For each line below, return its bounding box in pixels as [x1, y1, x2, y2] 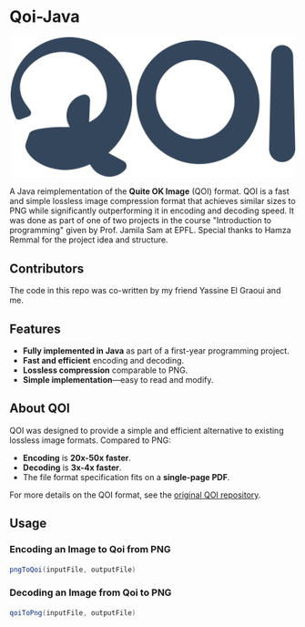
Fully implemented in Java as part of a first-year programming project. [22, 345, 290, 356]
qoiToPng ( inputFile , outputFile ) [9, 608, 137, 617]
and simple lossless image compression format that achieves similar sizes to [9, 196, 296, 207]
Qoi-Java [9, 6, 80, 27]
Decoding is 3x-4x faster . [22, 462, 122, 473]
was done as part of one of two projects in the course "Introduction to [9, 215, 272, 226]
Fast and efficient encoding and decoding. [22, 355, 185, 366]
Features [9, 321, 61, 336]
